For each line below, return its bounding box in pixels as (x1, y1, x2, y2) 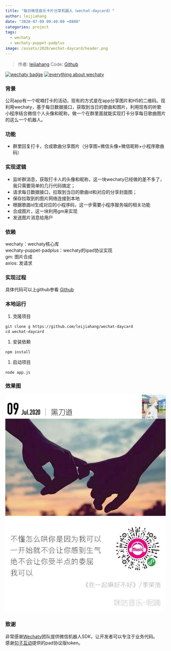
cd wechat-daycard (5, 329, 44, 334)
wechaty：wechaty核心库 (5, 241, 60, 247)
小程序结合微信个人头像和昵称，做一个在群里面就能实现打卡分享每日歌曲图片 (5, 110, 166, 117)
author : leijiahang (5, 13, 47, 19)
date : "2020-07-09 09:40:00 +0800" (5, 19, 81, 24)
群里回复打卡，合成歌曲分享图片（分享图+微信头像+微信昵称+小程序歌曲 (12, 143, 164, 149)
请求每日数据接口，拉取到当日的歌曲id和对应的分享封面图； (12, 189, 137, 195)
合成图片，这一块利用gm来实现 (12, 208, 78, 214)
